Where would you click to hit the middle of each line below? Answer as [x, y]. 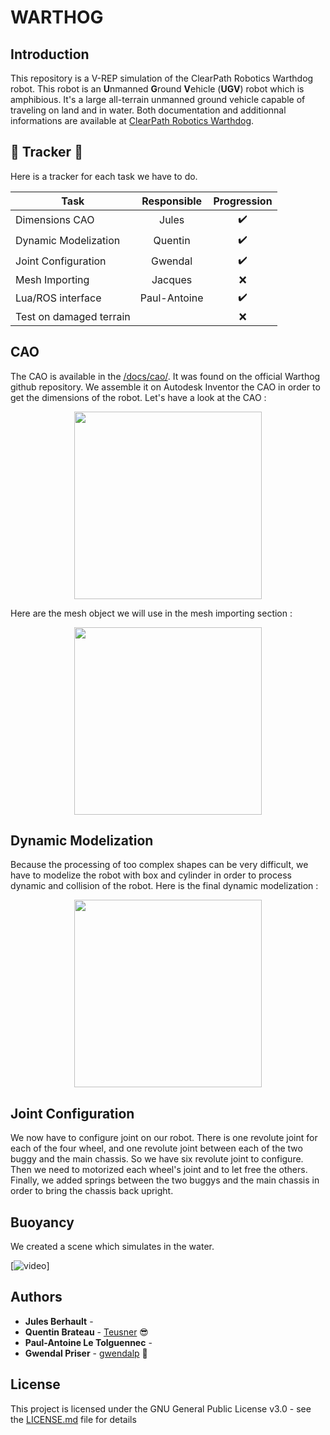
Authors [36, 1297]
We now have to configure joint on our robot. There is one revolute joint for [164, 1138]
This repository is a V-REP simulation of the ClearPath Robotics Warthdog [162, 78]
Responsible [172, 201]
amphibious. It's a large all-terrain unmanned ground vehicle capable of [158, 99]
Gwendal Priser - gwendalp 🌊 [86, 1353]
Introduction [50, 54]
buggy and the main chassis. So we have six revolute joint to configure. [157, 1159]
